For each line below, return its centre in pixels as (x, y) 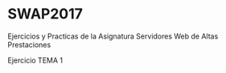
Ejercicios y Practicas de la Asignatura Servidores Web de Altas (113, 36)
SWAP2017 (45, 14)
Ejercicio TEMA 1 (35, 60)
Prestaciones (29, 44)
